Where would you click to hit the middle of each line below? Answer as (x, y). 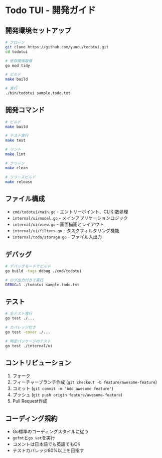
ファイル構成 (25, 199)
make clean (17, 168)
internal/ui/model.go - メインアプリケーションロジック (70, 218)
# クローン (15, 42)
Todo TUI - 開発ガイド (51, 10)
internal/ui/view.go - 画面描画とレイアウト (58, 224)
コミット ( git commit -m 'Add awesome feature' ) (63, 388)
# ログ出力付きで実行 (24, 280)
